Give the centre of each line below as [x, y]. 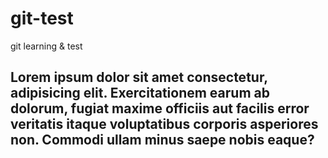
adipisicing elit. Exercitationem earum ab [140, 93]
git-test [42, 18]
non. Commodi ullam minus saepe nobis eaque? [162, 140]
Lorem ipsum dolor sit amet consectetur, [139, 77]
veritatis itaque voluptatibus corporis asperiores [164, 124]
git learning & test [46, 46]
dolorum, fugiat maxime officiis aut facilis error [160, 108]
